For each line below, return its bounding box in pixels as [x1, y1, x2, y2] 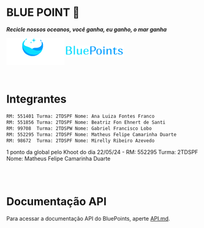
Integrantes [6, 92, 67, 106]
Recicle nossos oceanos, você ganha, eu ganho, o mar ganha [6, 26, 167, 33]
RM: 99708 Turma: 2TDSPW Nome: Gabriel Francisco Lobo [6, 125, 152, 131]
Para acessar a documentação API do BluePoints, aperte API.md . [6, 215, 170, 222]
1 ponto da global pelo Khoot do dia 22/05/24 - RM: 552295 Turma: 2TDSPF [6, 148, 198, 155]
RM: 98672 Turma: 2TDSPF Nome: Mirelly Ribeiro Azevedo [6, 138, 155, 144]
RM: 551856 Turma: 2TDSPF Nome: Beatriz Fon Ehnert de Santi [6, 119, 166, 125]
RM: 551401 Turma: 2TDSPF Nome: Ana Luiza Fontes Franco [6, 113, 155, 119]
